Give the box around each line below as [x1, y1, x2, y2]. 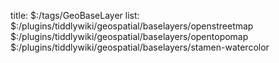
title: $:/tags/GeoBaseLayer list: [10, 10, 140, 21]
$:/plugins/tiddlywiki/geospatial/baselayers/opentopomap [10, 31, 249, 42]
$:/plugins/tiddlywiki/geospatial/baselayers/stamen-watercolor [10, 41, 270, 53]
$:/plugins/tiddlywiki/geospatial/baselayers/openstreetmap [10, 20, 254, 32]
